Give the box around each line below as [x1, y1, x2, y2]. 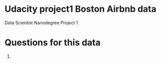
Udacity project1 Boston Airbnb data [4, 3, 157, 15]
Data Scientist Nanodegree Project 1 [4, 20, 78, 26]
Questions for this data [4, 37, 101, 48]
